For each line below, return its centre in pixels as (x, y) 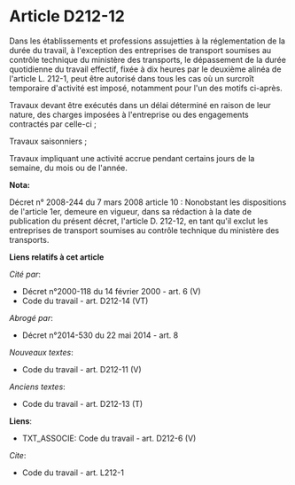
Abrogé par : (31, 317)
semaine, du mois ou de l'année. (69, 168)
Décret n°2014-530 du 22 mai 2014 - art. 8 (100, 335)
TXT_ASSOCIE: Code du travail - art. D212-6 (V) (109, 438)
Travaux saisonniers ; (48, 141)
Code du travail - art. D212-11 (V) (82, 369)
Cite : (18, 455)
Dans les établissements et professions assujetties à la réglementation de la (147, 41)
